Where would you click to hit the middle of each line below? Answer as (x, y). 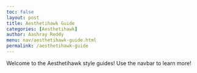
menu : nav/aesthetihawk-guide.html (52, 40)
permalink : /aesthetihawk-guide (47, 46)
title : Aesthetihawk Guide (41, 23)
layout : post (23, 18)
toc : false (20, 12)
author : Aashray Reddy (35, 35)
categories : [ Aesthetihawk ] (42, 29)
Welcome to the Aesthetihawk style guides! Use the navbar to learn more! (99, 63)
